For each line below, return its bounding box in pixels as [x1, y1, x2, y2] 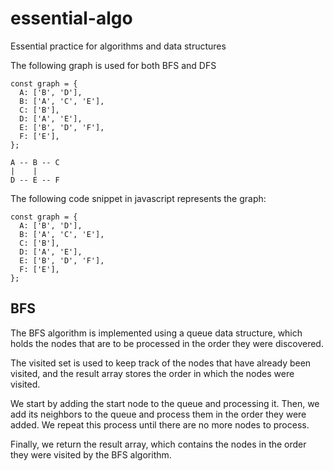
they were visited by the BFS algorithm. [10, 448, 172, 461]
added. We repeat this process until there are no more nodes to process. [10, 418, 310, 431]
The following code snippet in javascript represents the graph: [10, 192, 267, 204]
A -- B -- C [10, 157, 60, 167]
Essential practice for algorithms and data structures [10, 40, 227, 52]
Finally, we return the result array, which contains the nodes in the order [10, 438, 307, 450]
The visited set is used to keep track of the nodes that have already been [10, 357, 312, 369]
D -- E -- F [10, 175, 60, 185]
